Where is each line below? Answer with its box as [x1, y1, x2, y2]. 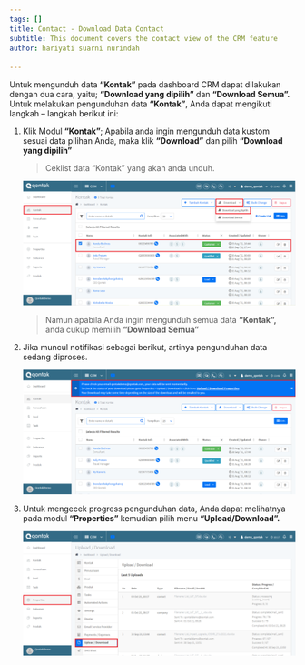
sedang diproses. [22, 351, 88, 363]
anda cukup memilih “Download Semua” [44, 324, 200, 336]
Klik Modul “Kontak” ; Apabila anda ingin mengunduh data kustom [22, 126, 271, 136]
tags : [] [9, 15, 43, 24]
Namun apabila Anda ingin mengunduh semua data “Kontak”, [44, 315, 277, 326]
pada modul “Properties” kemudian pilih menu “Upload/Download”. [22, 513, 280, 524]
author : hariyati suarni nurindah [9, 44, 141, 53]
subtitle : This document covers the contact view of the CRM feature [9, 34, 279, 43]
